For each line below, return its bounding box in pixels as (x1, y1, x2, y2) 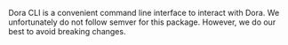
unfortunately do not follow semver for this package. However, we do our (8, 17, 276, 27)
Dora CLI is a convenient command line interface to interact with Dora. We (8, 8, 280, 18)
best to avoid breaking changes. (8, 26, 126, 36)
